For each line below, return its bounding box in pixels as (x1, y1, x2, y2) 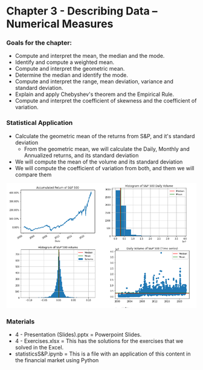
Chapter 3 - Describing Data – (6, 4, 158, 18)
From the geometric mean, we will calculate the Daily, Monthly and (24, 145, 190, 152)
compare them (14, 171, 52, 178)
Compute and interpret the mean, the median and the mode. (14, 53, 165, 60)
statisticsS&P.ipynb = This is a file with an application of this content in (14, 350, 191, 357)
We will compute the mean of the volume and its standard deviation (14, 158, 183, 165)
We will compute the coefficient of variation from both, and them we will (14, 164, 195, 171)
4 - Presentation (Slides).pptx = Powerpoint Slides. (14, 331, 142, 339)
